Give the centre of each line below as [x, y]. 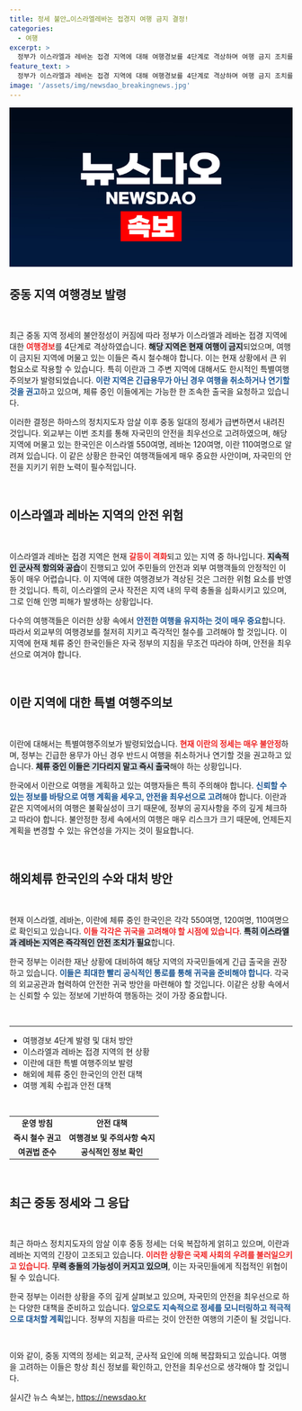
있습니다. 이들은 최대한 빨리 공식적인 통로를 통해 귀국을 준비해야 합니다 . [149, 972]
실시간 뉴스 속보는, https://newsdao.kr [78, 1397]
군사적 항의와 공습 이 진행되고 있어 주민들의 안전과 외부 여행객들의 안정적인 [147, 567]
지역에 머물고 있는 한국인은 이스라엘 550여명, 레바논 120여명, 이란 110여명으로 [146, 445]
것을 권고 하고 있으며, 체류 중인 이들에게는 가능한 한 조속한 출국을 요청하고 [137, 392]
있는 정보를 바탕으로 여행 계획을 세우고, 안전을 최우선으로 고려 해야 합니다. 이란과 [148, 796]
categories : [31, 28]
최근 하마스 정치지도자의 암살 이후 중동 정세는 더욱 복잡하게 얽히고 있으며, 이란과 [150, 1244]
